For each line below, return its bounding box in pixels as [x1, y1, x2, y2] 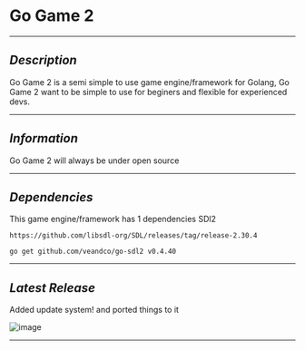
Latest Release [9, 280, 95, 296]
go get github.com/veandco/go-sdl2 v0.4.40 [9, 247, 177, 257]
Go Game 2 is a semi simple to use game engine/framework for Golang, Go [9, 76, 290, 87]
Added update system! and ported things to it [9, 305, 180, 316]
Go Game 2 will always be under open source [9, 155, 180, 166]
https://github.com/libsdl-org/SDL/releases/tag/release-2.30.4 [9, 231, 258, 240]
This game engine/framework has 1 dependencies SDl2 [9, 214, 216, 225]
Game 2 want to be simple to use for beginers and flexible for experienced [9, 86, 288, 97]
